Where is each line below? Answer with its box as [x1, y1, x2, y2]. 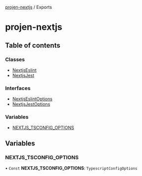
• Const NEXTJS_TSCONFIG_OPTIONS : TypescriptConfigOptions [5, 165, 138, 171]
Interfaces [5, 85, 31, 91]
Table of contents [5, 41, 60, 49]
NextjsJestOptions [12, 101, 50, 107]
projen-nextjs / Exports [5, 4, 52, 10]
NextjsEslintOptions [12, 96, 53, 102]
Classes [5, 56, 25, 63]
